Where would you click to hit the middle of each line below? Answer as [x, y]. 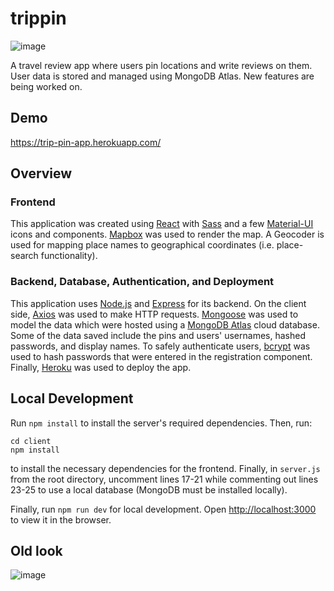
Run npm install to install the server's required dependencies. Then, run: [161, 423]
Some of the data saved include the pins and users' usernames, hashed [158, 335]
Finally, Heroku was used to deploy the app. [101, 367]
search [24, 256]
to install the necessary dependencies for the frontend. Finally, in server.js [165, 468]
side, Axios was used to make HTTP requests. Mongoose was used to [154, 314]
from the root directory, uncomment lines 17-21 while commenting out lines [164, 479]
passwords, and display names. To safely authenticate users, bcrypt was [160, 346]
